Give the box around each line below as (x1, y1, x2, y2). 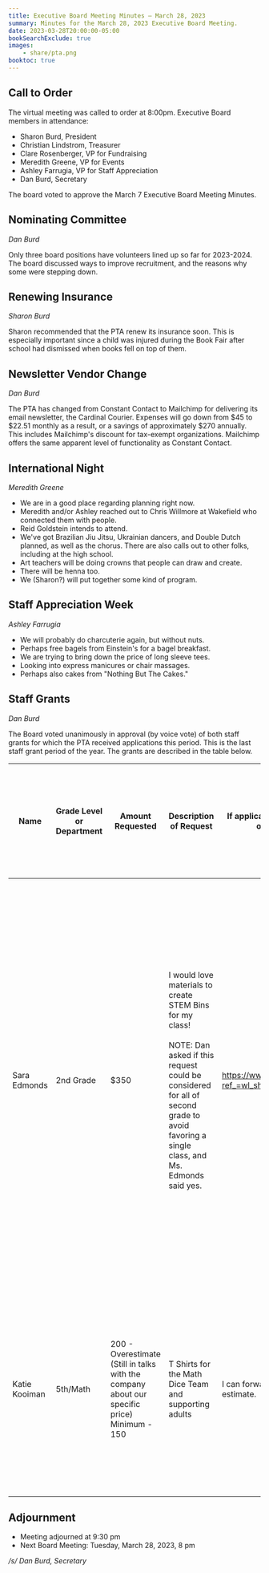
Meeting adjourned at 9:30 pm (19, 1532, 121, 1542)
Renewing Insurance (8, 290, 114, 303)
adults (168, 1409, 192, 1420)
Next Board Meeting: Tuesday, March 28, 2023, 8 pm (19, 1541, 196, 1551)
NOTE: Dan (168, 1040, 211, 1051)
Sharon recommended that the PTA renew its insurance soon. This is (8, 326, 235, 337)
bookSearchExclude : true (8, 34, 91, 43)
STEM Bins (168, 999, 210, 1011)
